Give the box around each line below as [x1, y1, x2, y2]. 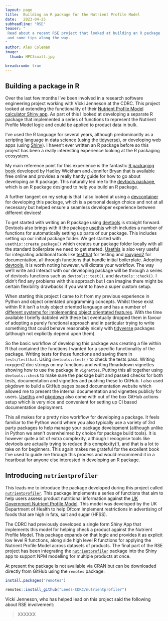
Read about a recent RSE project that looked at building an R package [7, 31, 160, 36]
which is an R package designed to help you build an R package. [5, 184, 139, 190]
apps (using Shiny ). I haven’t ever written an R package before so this [5, 142, 149, 148]
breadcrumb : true [5, 63, 42, 68]
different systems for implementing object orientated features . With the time [5, 309, 162, 316]
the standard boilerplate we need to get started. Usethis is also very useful [5, 246, 159, 252]
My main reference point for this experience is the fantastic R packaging [5, 163, 154, 169]
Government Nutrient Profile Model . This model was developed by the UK [5, 500, 157, 506]
